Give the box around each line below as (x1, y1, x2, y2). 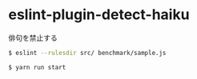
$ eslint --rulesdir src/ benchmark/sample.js (8, 49, 167, 57)
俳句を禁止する (8, 33, 58, 42)
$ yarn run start (8, 63, 66, 71)
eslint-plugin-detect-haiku (8, 6, 190, 24)
